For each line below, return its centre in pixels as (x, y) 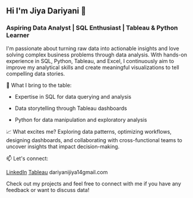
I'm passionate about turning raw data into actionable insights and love (93, 48)
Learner (18, 35)
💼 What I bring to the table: (39, 85)
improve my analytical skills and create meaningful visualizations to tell (93, 67)
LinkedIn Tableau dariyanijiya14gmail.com (57, 172)
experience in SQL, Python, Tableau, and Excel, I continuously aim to (90, 61)
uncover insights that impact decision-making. (63, 146)
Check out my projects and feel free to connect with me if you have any (94, 183)
